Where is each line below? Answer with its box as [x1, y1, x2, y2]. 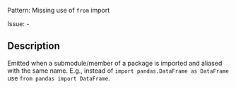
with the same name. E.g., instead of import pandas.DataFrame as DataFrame [7, 66, 230, 75]
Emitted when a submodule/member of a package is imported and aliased [7, 59, 223, 67]
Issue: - [7, 20, 30, 28]
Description [7, 40, 60, 52]
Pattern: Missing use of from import [7, 6, 110, 14]
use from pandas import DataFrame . [7, 73, 111, 82]
